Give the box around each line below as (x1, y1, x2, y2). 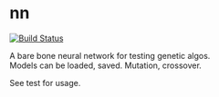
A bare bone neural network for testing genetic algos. (9, 50, 211, 61)
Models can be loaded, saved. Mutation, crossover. (9, 60, 203, 71)
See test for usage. (9, 77, 81, 88)
